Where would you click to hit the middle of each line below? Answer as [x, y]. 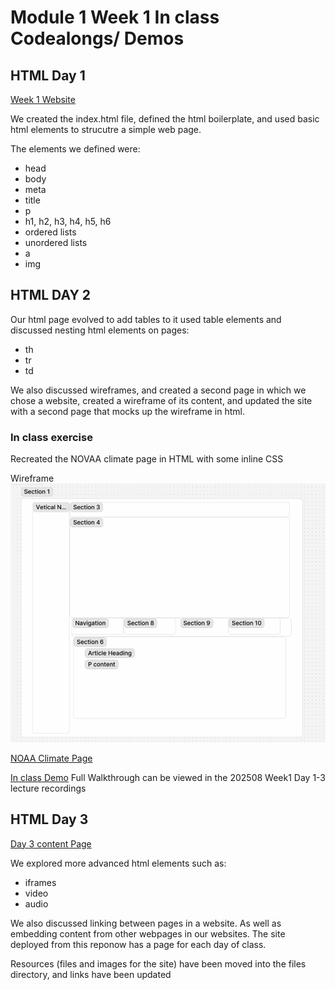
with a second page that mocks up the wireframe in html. [127, 411]
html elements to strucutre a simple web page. [106, 129]
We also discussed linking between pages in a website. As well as [146, 923]
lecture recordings [48, 788]
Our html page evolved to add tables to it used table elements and [146, 319]
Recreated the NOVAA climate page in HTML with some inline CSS [147, 459]
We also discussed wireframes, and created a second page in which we [158, 390]
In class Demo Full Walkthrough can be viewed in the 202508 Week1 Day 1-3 [168, 777]
